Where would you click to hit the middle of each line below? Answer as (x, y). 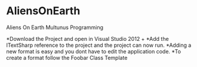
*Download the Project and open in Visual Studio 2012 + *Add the (87, 39)
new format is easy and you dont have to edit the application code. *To (93, 51)
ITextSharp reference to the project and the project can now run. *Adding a (99, 45)
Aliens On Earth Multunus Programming (55, 27)
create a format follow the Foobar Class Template (67, 58)
